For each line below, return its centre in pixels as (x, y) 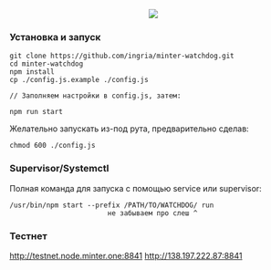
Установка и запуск (55, 36)
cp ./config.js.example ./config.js (79, 80)
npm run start (36, 112)
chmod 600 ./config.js (52, 146)
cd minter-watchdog (47, 64)
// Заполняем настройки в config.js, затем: (95, 96)
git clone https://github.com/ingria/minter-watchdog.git (122, 56)
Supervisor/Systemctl (59, 169)
